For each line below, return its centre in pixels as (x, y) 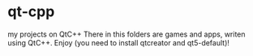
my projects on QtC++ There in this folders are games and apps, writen (126, 34)
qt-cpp (31, 12)
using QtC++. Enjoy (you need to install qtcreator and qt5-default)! (119, 42)
